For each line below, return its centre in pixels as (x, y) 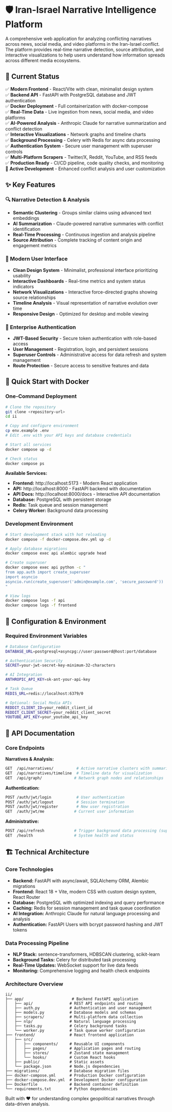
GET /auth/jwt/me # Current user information (70, 812)
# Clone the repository (31, 407)
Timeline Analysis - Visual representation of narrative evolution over (85, 303)
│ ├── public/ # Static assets (55, 1062)
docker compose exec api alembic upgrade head (56, 553)
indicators (23, 286)
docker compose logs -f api (35, 601)
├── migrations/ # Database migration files (67, 1071)
